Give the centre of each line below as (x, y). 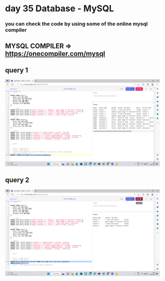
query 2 (17, 180)
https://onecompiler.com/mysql (55, 54)
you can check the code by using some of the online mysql (77, 24)
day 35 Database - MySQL (60, 9)
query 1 (17, 70)
